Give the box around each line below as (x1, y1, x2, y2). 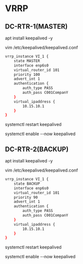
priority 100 (14, 72, 40, 77)
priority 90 (14, 195, 38, 200)
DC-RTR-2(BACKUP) (5, 145, 69, 153)
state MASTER (14, 58, 40, 63)
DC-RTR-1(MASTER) (5, 22, 68, 31)
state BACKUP (14, 181, 40, 186)
